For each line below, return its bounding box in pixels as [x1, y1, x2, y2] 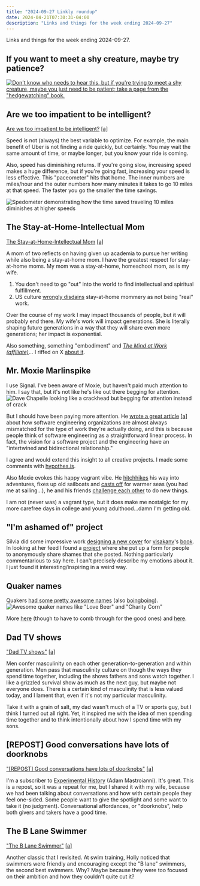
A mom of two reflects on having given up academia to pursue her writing [6, 250, 188, 257]
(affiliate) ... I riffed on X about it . [6, 348, 86, 355]
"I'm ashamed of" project [6, 522, 104, 532]
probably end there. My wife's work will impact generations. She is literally [6, 318, 190, 325]
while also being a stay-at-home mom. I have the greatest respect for [6, 256, 177, 263]
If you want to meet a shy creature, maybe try [6, 53, 180, 64]
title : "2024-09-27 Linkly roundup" [6, 8, 98, 15]
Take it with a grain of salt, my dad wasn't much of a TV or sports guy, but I [6, 704, 192, 711]
